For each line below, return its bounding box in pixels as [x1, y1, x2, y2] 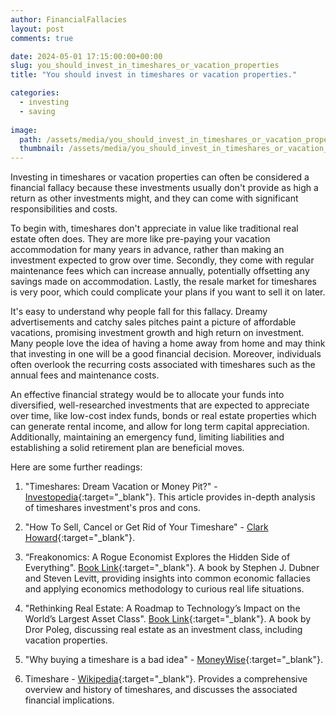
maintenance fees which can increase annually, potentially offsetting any [10, 265, 310, 277]
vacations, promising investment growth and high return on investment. [10, 327, 305, 339]
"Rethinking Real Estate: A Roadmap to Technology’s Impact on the [24, 602, 301, 615]
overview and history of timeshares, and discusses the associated [24, 684, 298, 696]
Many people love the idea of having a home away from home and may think [10, 337, 326, 350]
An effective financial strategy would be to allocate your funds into [10, 389, 285, 401]
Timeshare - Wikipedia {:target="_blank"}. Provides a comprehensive [24, 673, 308, 685]
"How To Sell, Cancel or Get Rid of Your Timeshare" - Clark [24, 521, 269, 533]
